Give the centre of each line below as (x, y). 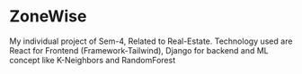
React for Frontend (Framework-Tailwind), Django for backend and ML (139, 50)
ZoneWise (48, 16)
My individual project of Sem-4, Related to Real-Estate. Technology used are (151, 41)
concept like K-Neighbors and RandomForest (93, 60)
